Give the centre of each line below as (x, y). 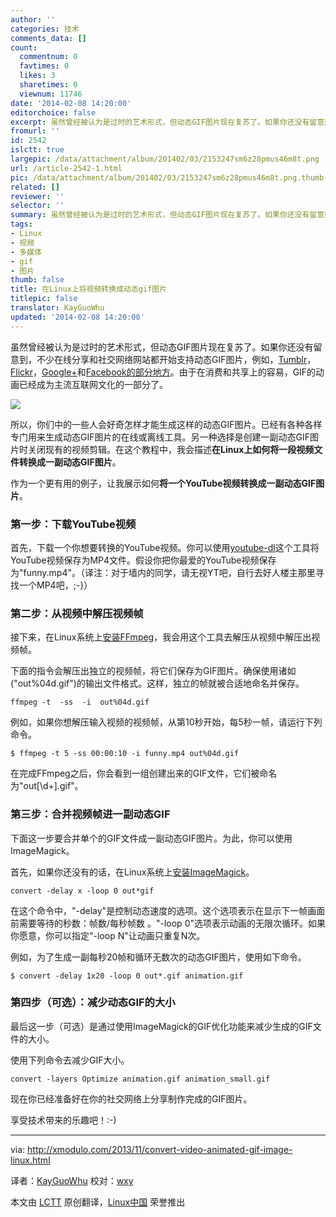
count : (24, 47)
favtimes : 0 (44, 66)
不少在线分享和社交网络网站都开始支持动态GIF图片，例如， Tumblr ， (176, 359)
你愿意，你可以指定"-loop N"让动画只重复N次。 (108, 935)
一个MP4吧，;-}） (55, 585)
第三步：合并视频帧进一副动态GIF (90, 814)
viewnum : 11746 (51, 94)
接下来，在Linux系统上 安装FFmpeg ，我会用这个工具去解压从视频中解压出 (161, 637)
